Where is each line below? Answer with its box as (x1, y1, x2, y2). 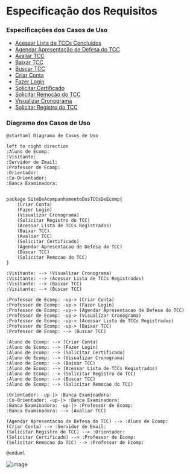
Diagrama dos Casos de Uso (6, 119, 90, 128)
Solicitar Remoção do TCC (14, 91, 81, 98)
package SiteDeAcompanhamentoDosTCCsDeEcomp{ (6, 196, 122, 202)
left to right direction (6, 143, 69, 149)
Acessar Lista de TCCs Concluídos (14, 39, 101, 47)
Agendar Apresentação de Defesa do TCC (14, 46, 121, 53)
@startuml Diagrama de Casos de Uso (6, 132, 98, 138)
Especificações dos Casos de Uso (6, 26, 108, 34)
